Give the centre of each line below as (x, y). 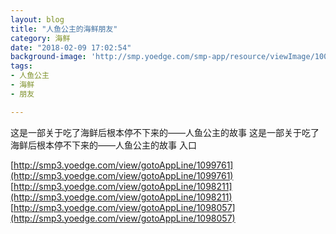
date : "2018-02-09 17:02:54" (71, 47)
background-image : (48, 57)
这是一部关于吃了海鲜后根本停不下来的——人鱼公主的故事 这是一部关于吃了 (165, 132)
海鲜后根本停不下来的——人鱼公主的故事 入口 (103, 145)
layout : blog (37, 19)
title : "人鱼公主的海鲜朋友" (64, 29)
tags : (21, 66)
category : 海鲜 (40, 38)
